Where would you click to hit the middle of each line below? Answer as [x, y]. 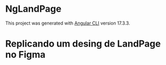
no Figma [25, 55]
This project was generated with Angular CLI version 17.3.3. [68, 23]
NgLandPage [33, 9]
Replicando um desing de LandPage [83, 44]
